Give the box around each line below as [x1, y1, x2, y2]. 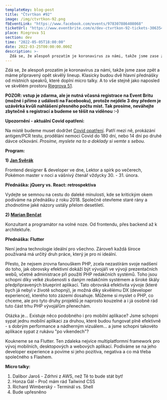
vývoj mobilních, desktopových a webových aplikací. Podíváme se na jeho [5, 343, 157, 349]
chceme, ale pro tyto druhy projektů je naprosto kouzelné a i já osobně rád [5, 298, 158, 304]
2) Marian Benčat [5, 212, 42, 218]
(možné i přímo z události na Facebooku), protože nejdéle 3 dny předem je [5, 98, 162, 104]
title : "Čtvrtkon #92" [5, 12, 52, 17]
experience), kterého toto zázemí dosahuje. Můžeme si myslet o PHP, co [5, 293, 154, 299]
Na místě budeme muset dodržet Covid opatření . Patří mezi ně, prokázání [5, 128, 156, 134]
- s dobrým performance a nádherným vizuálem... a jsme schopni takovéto [5, 323, 158, 329]
